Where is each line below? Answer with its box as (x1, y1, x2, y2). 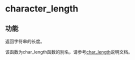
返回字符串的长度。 (5, 38, 45, 44)
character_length (5, 3, 78, 14)
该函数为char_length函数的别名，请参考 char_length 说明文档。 (5, 49, 133, 55)
